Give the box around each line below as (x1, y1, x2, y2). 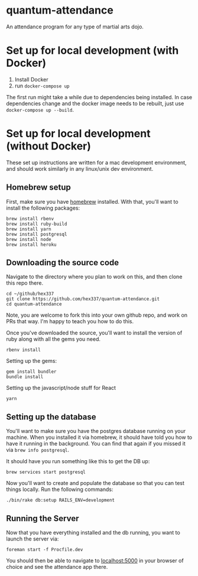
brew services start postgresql (6, 469, 86, 476)
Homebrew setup (6, 183, 71, 193)
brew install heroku (6, 242, 57, 248)
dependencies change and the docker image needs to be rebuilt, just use (6, 100, 184, 107)
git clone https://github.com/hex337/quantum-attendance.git (6, 296, 160, 302)
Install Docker (14, 76, 48, 83)
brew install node (6, 236, 51, 242)
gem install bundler (6, 369, 57, 375)
